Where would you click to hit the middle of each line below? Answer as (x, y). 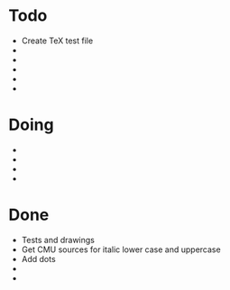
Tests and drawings (58, 240)
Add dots (38, 258)
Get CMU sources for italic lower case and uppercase (121, 249)
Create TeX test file (57, 41)
